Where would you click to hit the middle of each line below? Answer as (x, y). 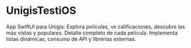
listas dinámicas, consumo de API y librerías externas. (71, 39)
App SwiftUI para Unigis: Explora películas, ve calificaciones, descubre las (96, 27)
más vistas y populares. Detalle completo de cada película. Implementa (92, 32)
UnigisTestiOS (41, 11)
